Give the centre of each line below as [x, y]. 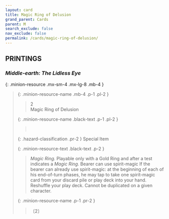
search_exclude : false [29, 29]
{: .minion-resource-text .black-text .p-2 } [61, 149]
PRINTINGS [24, 59]
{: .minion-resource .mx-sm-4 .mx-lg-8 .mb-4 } [55, 84]
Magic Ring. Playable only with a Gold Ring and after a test [91, 158]
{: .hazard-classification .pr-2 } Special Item [63, 139]
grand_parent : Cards [27, 19]
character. [41, 191]
